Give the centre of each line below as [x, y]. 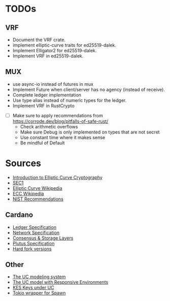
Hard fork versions [32, 249]
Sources [23, 163]
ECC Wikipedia [28, 193]
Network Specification [36, 232]
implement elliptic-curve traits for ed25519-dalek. [64, 45]
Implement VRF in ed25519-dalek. [48, 56]
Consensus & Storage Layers [43, 238]
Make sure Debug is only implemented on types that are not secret [90, 132]
